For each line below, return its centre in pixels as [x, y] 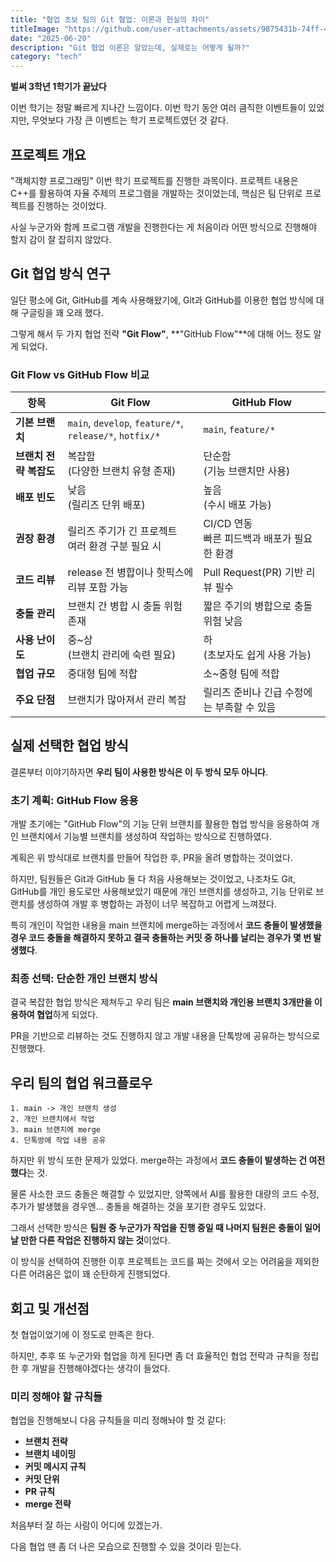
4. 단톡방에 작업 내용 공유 [58, 1141]
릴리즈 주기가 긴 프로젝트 [122, 531]
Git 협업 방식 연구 [60, 274]
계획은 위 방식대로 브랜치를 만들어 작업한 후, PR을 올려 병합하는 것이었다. [151, 858]
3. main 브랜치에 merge [55, 1130]
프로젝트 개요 [48, 154]
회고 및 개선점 [50, 1308]
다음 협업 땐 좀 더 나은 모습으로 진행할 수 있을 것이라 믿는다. [126, 1547]
